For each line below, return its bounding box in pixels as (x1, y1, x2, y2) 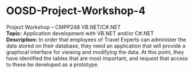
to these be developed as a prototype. (6, 60, 99, 68)
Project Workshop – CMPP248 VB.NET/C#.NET (6, 23, 121, 31)
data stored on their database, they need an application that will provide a (6, 42, 186, 49)
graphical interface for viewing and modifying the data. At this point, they (6, 48, 185, 55)
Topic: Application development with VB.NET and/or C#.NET (6, 29, 154, 36)
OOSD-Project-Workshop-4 (6, 4, 146, 18)
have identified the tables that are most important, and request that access (6, 55, 188, 62)
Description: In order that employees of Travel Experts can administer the (6, 36, 186, 43)
